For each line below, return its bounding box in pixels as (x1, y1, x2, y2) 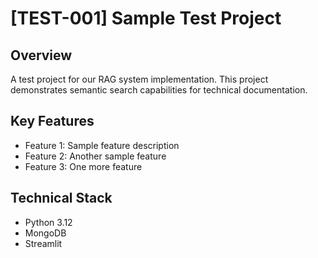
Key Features (10, 113, 95, 130)
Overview (10, 47, 73, 64)
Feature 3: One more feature (24, 160, 143, 172)
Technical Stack (10, 190, 113, 207)
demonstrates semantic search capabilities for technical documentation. (10, 84, 308, 96)
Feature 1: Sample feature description (24, 139, 180, 151)
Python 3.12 (24, 216, 73, 228)
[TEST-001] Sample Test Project (10, 7, 282, 30)
